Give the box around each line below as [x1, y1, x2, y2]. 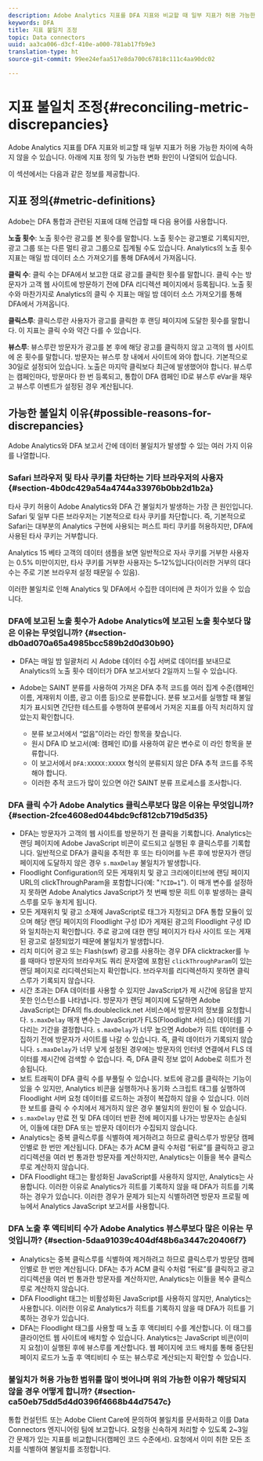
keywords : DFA [8, 19, 55, 27]
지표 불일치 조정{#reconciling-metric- [8, 99, 249, 116]
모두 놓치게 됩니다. [40, 897, 98, 907]
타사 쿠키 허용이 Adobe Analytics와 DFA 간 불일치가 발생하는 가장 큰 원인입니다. [8, 502, 254, 511]
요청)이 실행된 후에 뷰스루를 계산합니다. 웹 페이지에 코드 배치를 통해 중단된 [27, 1342, 254, 1352]
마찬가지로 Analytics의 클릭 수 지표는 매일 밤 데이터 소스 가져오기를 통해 [22, 289, 243, 298]
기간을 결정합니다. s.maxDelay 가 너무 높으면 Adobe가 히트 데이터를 [40, 1025, 245, 1035]
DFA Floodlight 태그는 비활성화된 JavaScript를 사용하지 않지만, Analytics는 [19, 1293, 252, 1303]
